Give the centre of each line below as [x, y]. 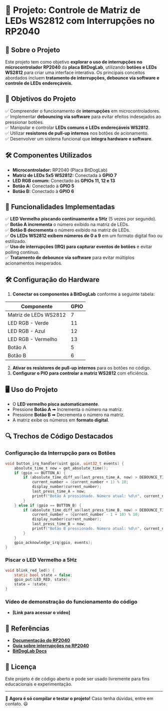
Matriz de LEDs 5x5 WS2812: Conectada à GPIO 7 [64, 175]
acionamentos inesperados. [34, 263]
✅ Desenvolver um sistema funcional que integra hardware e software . [79, 138]
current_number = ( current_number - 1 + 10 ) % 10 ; [86, 514]
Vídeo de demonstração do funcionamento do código [71, 601]
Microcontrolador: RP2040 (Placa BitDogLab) [60, 170]
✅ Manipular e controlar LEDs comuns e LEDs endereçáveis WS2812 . [77, 127]
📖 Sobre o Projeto [33, 50]
